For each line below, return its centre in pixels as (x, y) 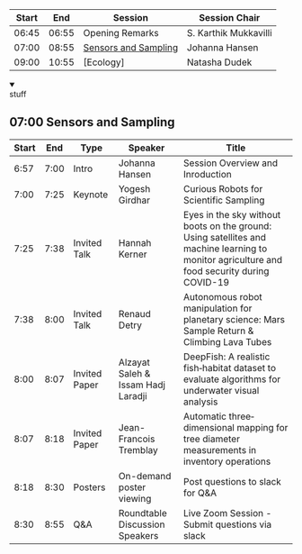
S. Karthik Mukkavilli (230, 33)
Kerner (133, 254)
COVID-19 (206, 282)
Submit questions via (227, 524)
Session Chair (230, 18)
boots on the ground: (227, 226)
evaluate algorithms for (232, 379)
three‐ (241, 416)
